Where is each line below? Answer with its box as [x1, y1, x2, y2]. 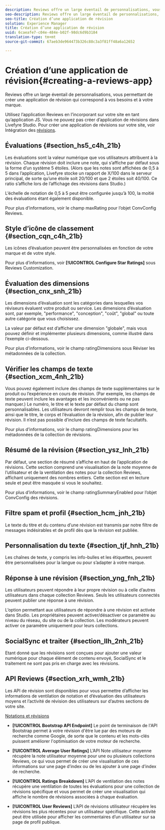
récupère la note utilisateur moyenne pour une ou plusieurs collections [12, 753, 155, 759]
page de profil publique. [12, 819, 61, 825]
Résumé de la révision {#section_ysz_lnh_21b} [5, 446, 150, 454]
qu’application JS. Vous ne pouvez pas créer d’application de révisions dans [5, 117, 159, 123]
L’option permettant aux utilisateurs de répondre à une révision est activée [5, 607, 156, 613]
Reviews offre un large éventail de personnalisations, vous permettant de [5, 92, 153, 97]
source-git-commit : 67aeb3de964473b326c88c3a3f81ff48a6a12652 [5, 39, 135, 44]
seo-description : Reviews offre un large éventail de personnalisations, [5, 12, 160, 17]
